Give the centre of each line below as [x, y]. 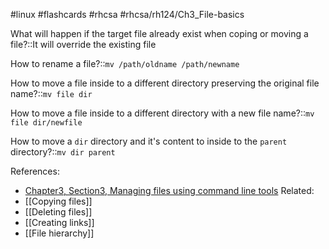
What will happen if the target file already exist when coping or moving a [159, 33]
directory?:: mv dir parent [63, 152]
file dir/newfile [46, 123]
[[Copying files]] [58, 201]
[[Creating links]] [59, 222]
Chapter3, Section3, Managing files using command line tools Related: [169, 190]
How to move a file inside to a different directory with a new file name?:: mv [162, 113]
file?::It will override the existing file [83, 44]
